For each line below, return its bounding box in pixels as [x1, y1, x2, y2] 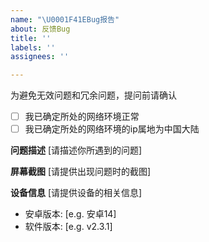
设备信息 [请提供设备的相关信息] [10, 187, 143, 199]
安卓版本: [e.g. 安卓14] [24, 208, 117, 220]
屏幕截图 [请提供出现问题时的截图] [10, 166, 152, 178]
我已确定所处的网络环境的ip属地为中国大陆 [24, 123, 200, 135]
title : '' [10, 33, 52, 43]
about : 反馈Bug [10, 24, 71, 34]
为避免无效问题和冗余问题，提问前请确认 [10, 89, 177, 101]
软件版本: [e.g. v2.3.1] [24, 221, 113, 233]
